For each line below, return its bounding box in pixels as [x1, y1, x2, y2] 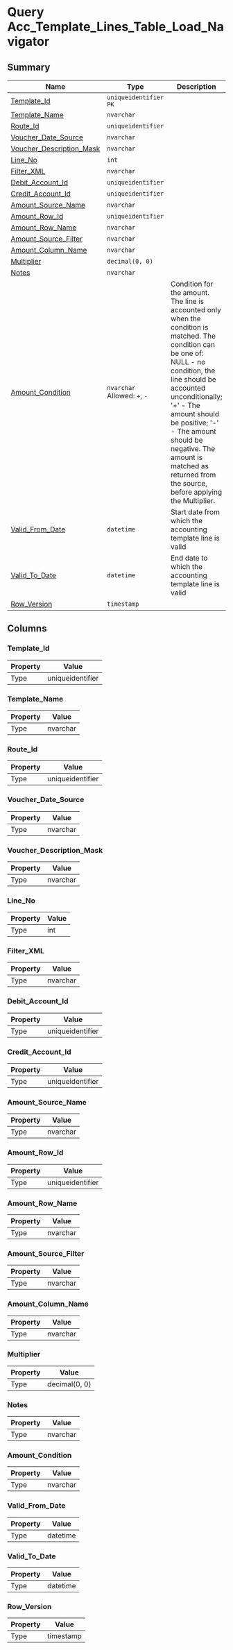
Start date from [171, 507, 221, 517]
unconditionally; [171, 392, 223, 401]
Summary [7, 61, 51, 73]
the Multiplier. [171, 496, 216, 505]
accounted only [171, 305, 222, 314]
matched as [171, 461, 209, 470]
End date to [171, 553, 208, 563]
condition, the [171, 366, 216, 375]
